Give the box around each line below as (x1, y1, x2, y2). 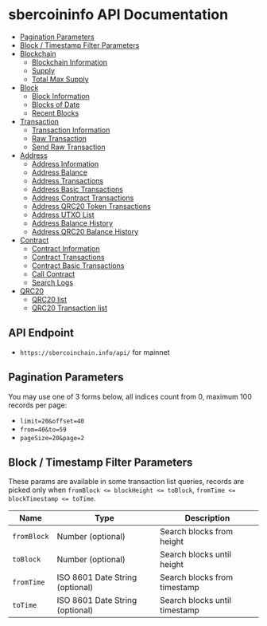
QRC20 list (31, 294, 68, 304)
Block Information (31, 91, 90, 100)
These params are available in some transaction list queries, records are (8, 477, 245, 486)
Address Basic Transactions (31, 184, 123, 194)
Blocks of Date (31, 100, 80, 109)
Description (184, 513, 230, 524)
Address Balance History (31, 218, 114, 228)
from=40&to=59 (19, 425, 67, 434)
